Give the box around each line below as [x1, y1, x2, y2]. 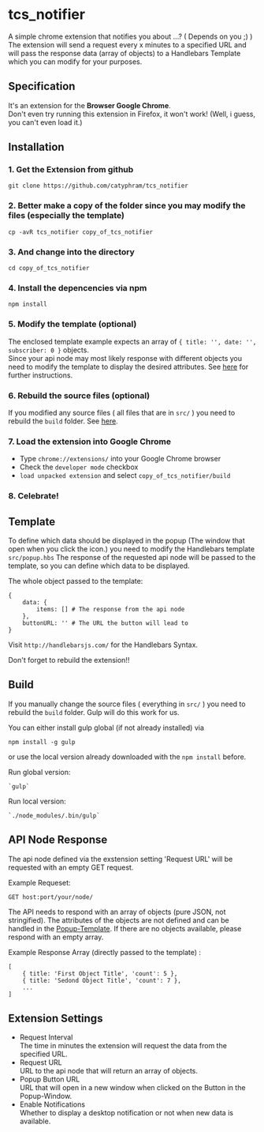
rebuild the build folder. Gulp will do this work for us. [8, 707, 180, 716]
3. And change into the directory [8, 246, 136, 258]
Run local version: [8, 796, 67, 806]
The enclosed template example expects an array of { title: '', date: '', [8, 337, 257, 346]
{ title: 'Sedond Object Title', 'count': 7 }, [22, 976, 181, 984]
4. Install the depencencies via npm [8, 282, 147, 293]
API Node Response [8, 833, 108, 847]
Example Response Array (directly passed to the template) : [8, 947, 202, 957]
